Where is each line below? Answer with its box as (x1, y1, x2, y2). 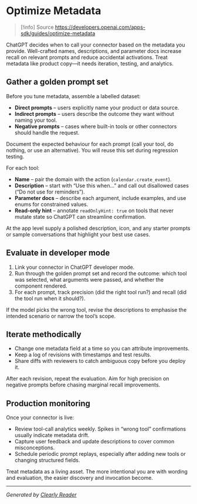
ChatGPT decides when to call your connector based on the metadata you (6, 41, 185, 48)
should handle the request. (14, 129, 80, 136)
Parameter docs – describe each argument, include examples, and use (14, 194, 186, 201)
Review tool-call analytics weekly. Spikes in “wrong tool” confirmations (14, 425, 186, 433)
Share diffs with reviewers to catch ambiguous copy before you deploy (14, 358, 186, 365)
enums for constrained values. (14, 201, 89, 208)
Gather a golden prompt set (6, 77, 108, 87)
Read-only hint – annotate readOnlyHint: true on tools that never (14, 207, 174, 214)
